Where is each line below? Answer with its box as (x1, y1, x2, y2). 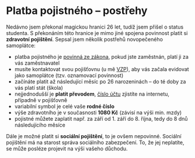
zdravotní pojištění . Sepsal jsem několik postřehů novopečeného (6, 36, 163, 43)
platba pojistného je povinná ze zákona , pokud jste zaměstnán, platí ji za (14, 53, 189, 60)
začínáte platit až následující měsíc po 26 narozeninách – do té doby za (14, 78, 186, 85)
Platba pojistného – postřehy (6, 4, 148, 17)
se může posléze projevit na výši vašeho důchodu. (6, 145, 128, 152)
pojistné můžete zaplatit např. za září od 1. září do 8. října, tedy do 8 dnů (14, 115, 188, 122)
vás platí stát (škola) (14, 84, 63, 91)
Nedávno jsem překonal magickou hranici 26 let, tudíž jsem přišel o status (6, 23, 184, 30)
